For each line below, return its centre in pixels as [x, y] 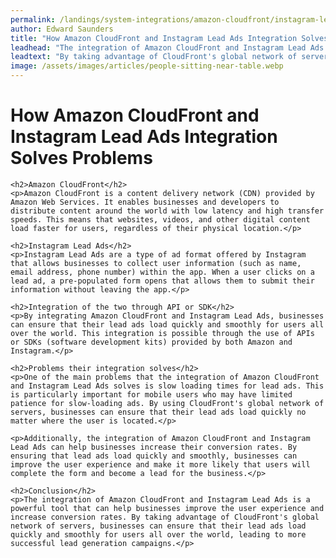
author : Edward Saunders [62, 29]
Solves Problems [81, 158]
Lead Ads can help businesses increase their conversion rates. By [154, 447]
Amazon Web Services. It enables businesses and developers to [145, 202]
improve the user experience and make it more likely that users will [160, 464]
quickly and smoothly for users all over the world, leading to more [158, 534]
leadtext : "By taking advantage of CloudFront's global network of [154, 57]
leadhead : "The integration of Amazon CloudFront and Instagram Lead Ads [167, 47]
